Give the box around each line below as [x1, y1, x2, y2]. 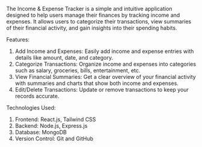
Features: [6, 36, 30, 43]
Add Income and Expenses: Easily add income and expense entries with [14, 48, 194, 55]
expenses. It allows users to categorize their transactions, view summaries [6, 18, 192, 25]
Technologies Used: [6, 104, 56, 111]
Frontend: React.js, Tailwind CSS [14, 116, 96, 123]
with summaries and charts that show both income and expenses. [14, 80, 179, 87]
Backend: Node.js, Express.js [14, 122, 88, 129]
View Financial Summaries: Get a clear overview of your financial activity [14, 73, 196, 80]
